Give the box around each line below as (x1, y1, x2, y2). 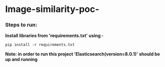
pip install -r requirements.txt (5, 42, 75, 47)
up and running (5, 56, 38, 62)
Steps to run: (5, 21, 37, 28)
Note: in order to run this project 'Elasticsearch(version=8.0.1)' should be (5, 51, 160, 57)
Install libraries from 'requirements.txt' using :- (5, 32, 104, 38)
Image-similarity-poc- (5, 3, 99, 15)
